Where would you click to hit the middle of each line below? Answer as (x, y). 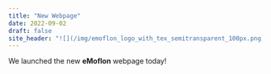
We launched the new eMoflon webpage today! (88, 61)
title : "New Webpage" (45, 16)
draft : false (30, 31)
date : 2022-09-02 (38, 23)
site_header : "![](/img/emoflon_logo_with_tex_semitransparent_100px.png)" (138, 38)
